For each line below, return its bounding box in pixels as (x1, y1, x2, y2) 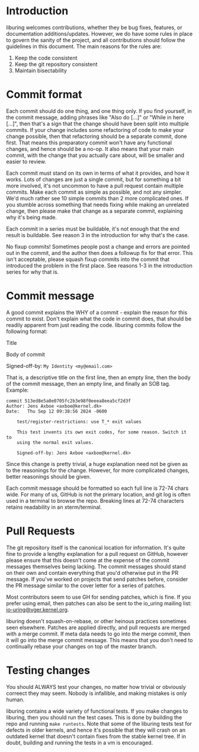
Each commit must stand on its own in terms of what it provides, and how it (6, 169, 190, 177)
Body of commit (6, 351, 46, 358)
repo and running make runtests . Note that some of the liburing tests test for (6, 720, 192, 727)
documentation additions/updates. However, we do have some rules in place (6, 30, 193, 37)
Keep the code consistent (14, 54, 78, 61)
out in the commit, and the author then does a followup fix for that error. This (6, 249, 193, 256)
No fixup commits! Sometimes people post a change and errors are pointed (6, 243, 190, 250)
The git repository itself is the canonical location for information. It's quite (6, 544, 185, 551)
